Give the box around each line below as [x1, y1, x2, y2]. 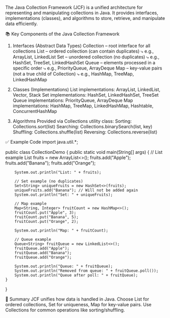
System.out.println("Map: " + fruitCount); [14, 228, 109, 233]
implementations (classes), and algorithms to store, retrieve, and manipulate [5, 15, 165, 21]
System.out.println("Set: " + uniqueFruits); [14, 192, 113, 197]
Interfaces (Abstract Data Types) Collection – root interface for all [12, 43, 151, 49]
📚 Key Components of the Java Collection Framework [5, 31, 120, 37]
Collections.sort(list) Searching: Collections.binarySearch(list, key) [12, 124, 153, 129]
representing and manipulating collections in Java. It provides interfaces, [5, 10, 158, 16]
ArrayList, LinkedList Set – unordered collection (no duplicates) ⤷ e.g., [12, 54, 160, 60]
